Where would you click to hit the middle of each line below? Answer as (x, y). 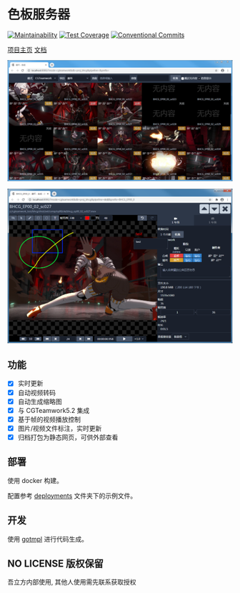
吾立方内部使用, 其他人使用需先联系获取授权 (72, 582)
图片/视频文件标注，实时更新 (60, 428)
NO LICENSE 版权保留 (55, 563)
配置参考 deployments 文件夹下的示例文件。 (72, 495)
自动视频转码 (36, 392)
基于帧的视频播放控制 (49, 419)
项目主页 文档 (27, 49)
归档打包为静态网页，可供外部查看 (68, 437)
